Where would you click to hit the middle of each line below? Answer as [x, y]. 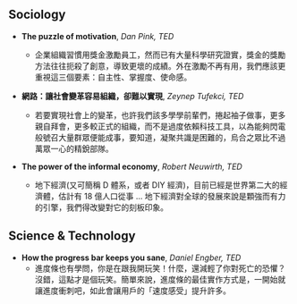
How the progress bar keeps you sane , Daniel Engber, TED [131, 258]
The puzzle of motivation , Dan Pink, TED [98, 36]
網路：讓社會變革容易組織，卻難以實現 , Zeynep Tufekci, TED [132, 96]
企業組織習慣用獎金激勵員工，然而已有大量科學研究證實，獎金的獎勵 [160, 55]
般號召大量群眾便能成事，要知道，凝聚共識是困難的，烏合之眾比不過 [160, 137]
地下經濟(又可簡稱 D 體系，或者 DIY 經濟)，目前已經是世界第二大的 [157, 185]
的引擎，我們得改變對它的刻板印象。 [102, 207]
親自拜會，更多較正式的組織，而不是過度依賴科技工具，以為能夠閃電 [160, 126]
